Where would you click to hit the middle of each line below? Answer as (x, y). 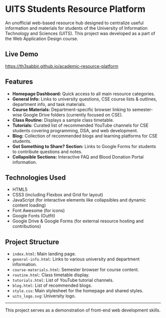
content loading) (29, 205)
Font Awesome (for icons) (39, 211)
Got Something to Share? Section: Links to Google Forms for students (84, 146)
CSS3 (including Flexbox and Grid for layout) (58, 195)
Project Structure (32, 242)
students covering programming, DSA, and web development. (75, 130)
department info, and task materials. (49, 104)
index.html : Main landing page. (44, 254)
